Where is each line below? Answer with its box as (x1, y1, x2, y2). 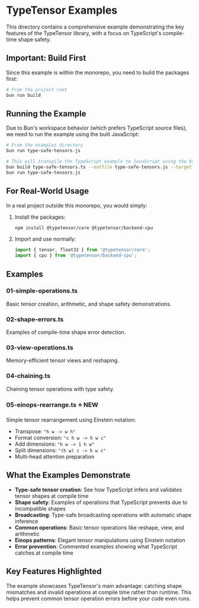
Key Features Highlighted (6, 566, 102, 577)
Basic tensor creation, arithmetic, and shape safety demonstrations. (6, 300, 172, 307)
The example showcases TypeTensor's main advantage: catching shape (6, 582, 182, 589)
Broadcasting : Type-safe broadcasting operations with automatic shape (14, 511, 192, 518)
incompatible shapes (14, 505, 66, 512)
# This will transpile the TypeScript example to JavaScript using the (6, 159, 187, 165)
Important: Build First (6, 53, 86, 63)
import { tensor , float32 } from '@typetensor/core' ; (14, 247, 150, 253)
